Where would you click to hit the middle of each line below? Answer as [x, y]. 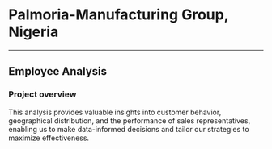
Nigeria [34, 32]
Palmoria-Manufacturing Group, [119, 15]
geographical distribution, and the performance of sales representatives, [130, 120]
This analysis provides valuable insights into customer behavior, [115, 112]
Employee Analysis [58, 71]
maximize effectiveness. [49, 138]
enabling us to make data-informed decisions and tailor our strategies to [129, 129]
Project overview [42, 94]
